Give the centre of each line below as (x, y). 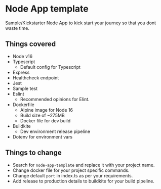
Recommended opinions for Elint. (55, 99)
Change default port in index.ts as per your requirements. (73, 175)
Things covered (31, 44)
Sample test (25, 88)
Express (21, 72)
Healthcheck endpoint (36, 78)
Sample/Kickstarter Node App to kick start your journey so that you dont (80, 23)
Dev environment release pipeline (55, 131)
